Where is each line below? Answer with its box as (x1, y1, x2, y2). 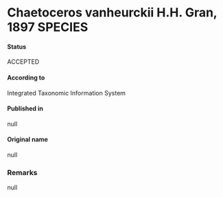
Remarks (7, 167, 38, 177)
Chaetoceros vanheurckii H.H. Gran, (7, 5, 218, 21)
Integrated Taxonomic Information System (7, 89, 126, 97)
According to (7, 73, 45, 82)
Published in (7, 104, 43, 113)
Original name (7, 135, 48, 143)
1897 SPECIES (7, 19, 89, 35)
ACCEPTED (7, 58, 40, 66)
